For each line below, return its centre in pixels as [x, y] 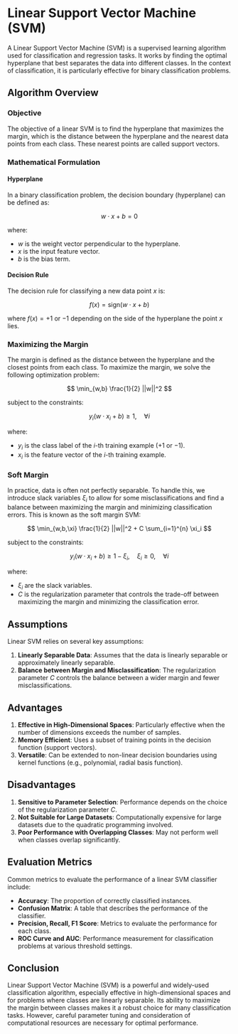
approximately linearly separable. [66, 663]
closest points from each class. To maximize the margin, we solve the [109, 367]
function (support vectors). [57, 747]
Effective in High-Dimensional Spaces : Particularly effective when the [121, 725]
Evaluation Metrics [50, 862]
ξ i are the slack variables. [55, 586]
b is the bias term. [44, 259]
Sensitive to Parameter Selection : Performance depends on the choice [122, 802]
